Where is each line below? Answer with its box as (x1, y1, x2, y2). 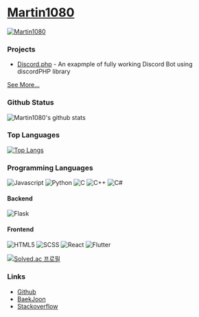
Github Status (7, 98, 54, 107)
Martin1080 (7, 5, 75, 21)
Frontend (7, 225, 34, 233)
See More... (7, 81, 40, 89)
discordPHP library (16, 67, 71, 76)
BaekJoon (16, 294, 46, 303)
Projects (7, 45, 36, 54)
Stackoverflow (16, 302, 58, 310)
